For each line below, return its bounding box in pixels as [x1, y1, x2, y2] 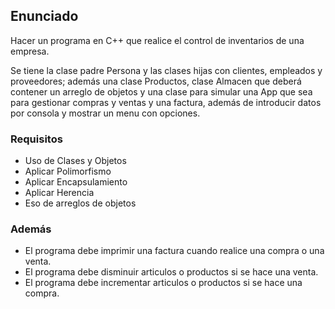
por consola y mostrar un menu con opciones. [10, 107, 201, 119]
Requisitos [10, 132, 63, 146]
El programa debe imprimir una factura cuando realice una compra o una [24, 245, 325, 257]
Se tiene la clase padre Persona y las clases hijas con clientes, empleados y [10, 64, 323, 76]
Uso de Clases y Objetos [24, 155, 127, 167]
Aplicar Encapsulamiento [24, 176, 128, 188]
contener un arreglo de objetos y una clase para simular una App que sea [10, 85, 313, 98]
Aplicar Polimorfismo [24, 165, 112, 178]
